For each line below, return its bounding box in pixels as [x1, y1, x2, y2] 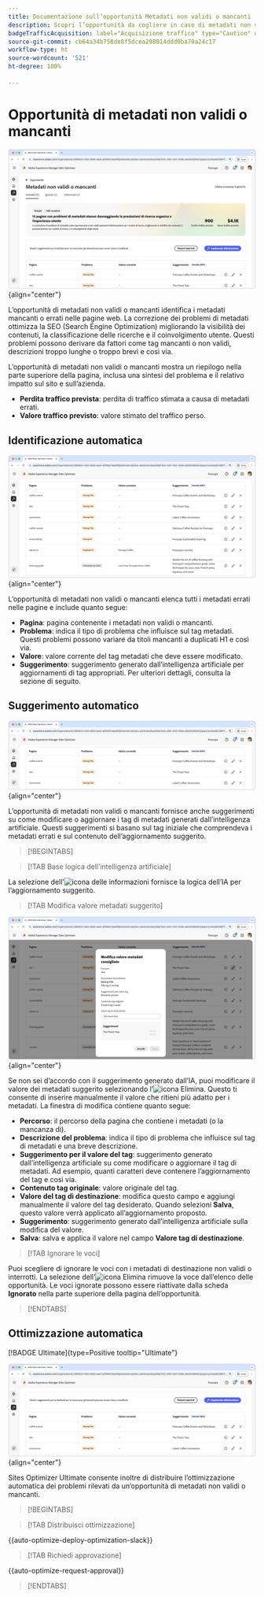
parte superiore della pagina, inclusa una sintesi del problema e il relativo [8, 371, 245, 380]
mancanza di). [19, 1124, 67, 1133]
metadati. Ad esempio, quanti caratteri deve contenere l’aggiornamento [19, 1166, 251, 1176]
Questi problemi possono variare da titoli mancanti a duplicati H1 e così [19, 634, 249, 645]
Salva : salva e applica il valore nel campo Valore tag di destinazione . [19, 1233, 245, 1243]
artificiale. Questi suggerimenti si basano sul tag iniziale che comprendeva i [8, 823, 253, 832]
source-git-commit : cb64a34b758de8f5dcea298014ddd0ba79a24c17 [8, 38, 216, 46]
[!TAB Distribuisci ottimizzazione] [27, 1520, 135, 1529]
